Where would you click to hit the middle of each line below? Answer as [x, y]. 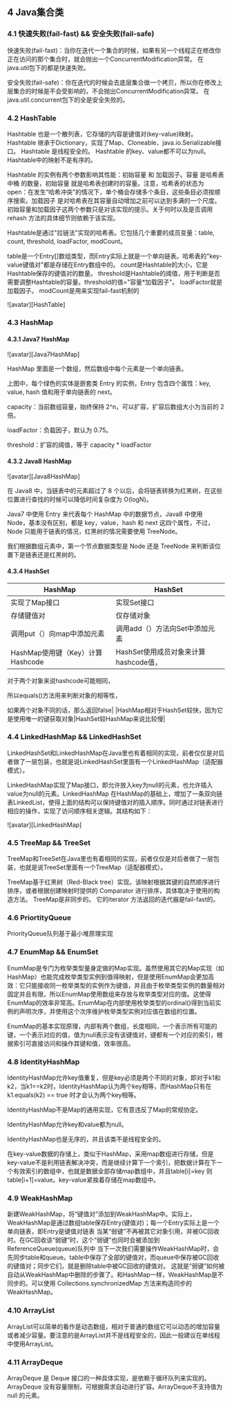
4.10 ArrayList [31, 1310]
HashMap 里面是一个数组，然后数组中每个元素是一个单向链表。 [97, 368]
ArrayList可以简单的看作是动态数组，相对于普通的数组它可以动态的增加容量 [114, 1326]
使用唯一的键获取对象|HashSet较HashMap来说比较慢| [89, 718]
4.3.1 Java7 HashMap [38, 339]
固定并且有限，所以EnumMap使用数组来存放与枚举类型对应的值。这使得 [109, 994]
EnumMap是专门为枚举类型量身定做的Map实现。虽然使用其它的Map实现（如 [116, 968]
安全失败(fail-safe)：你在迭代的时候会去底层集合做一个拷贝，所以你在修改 [112, 82]
